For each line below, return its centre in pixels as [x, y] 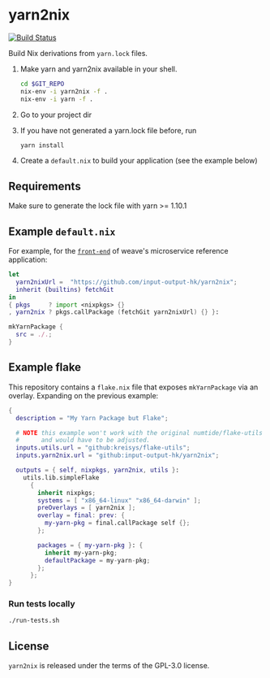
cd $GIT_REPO [42, 84]
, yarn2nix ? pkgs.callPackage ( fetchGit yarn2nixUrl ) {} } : [114, 312]
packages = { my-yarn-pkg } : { [90, 545]
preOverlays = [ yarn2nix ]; [87, 508]
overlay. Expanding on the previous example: [84, 395]
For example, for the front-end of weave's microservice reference [118, 251]
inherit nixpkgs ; [66, 493]
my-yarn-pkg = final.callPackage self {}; [117, 523]
